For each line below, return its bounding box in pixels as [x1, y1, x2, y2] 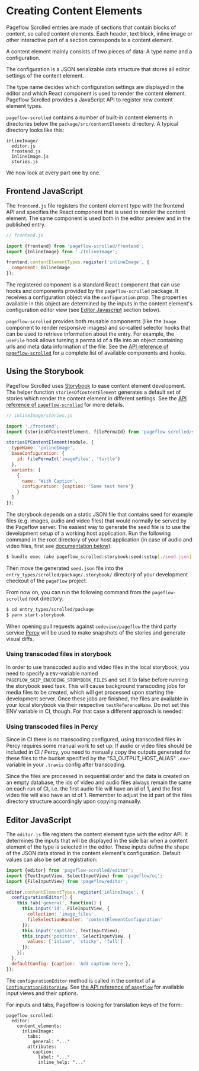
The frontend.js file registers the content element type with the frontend [6, 202, 185, 209]
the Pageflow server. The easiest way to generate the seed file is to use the [6, 523, 191, 530]
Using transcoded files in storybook [6, 650, 111, 658]
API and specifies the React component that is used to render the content [6, 208, 185, 215]
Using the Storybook [6, 366, 84, 377]
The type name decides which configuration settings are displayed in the [6, 83, 184, 90]
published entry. [6, 221, 46, 228]
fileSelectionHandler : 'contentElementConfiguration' [27, 916, 163, 923]
